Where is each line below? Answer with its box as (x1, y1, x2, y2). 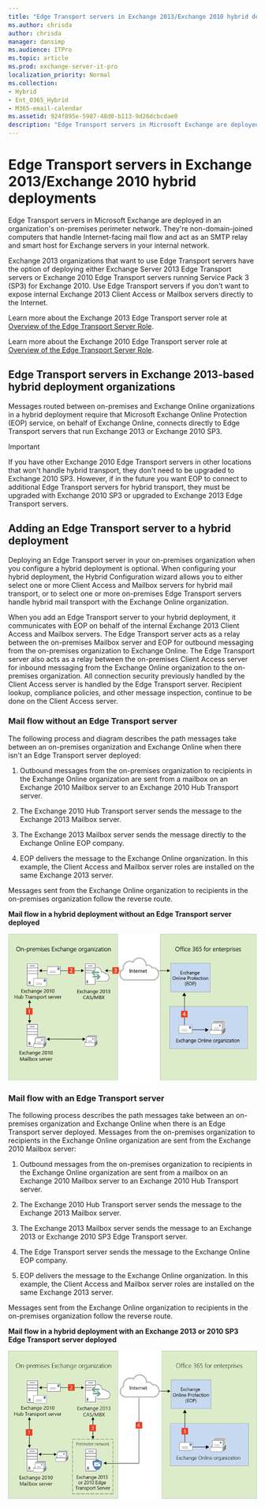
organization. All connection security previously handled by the (39, 671, 245, 680)
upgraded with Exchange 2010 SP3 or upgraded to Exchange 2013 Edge (8, 490, 243, 500)
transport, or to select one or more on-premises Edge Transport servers (8, 589, 242, 598)
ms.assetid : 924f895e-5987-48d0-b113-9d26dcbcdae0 (8, 113, 178, 121)
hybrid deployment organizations (8, 380, 176, 394)
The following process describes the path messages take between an (8, 1110, 234, 1120)
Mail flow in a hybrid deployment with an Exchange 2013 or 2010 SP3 (8, 1326, 239, 1336)
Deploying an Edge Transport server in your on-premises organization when (8, 555, 256, 564)
